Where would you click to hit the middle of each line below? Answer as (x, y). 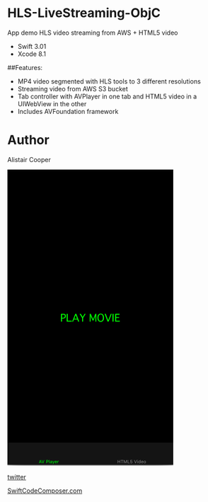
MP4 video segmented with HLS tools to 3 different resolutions (109, 81)
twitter (17, 477)
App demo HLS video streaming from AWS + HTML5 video (93, 33)
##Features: (25, 67)
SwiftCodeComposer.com (45, 491)
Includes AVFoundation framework (68, 111)
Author (28, 140)
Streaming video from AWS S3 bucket (73, 89)
